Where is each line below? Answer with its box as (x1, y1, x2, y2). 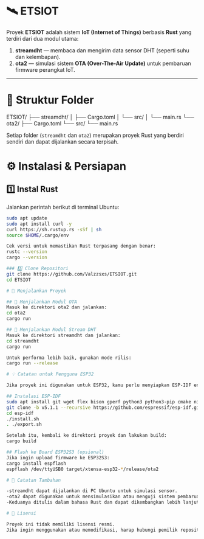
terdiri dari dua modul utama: (6, 35, 79, 42)
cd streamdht (6, 338, 39, 344)
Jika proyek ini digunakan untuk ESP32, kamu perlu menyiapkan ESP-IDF (6, 382, 191, 389)
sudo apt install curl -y (6, 221, 72, 227)
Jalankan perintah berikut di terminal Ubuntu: (6, 203, 120, 210)
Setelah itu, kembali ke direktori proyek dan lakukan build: (6, 433, 167, 439)
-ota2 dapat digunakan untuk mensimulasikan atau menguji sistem (6, 493, 175, 500)
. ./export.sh (6, 422, 42, 428)
